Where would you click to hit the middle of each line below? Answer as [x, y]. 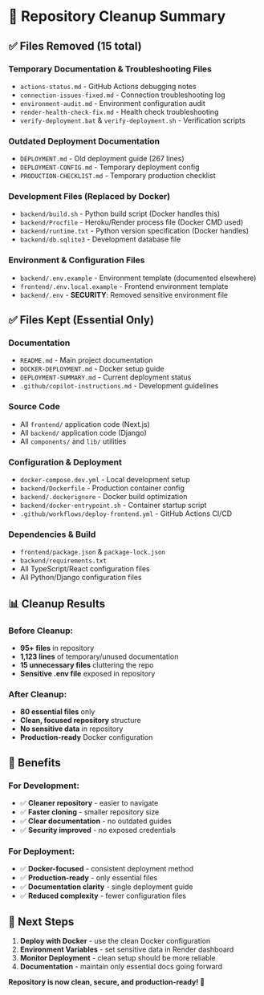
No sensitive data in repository [71, 729]
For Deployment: [41, 851]
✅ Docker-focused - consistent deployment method [107, 869]
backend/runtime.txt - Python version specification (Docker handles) [134, 231]
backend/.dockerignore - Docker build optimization [104, 497]
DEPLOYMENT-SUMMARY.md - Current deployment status [106, 377]
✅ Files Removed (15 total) [75, 46]
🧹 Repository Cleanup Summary [117, 16]
